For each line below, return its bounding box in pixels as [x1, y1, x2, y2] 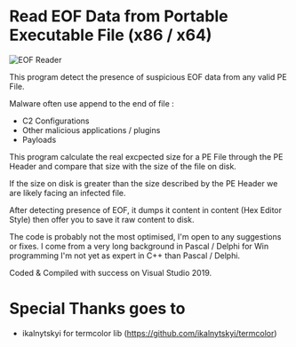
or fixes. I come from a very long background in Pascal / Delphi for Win [9, 241, 269, 251]
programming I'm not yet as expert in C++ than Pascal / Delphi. [9, 250, 241, 261]
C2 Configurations [21, 115, 90, 126]
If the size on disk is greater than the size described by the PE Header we [9, 177, 278, 188]
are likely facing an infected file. [9, 187, 126, 198]
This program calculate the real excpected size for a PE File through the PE [9, 151, 284, 162]
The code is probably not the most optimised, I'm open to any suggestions [9, 231, 282, 241]
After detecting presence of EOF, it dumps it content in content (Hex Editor [9, 204, 283, 215]
